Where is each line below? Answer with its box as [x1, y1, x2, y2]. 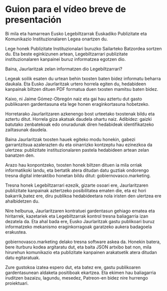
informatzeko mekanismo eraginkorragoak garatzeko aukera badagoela [5, 224, 152, 230]
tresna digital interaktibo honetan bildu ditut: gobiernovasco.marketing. [5, 172, 151, 178]
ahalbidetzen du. [5, 198, 40, 204]
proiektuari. [5, 280, 29, 286]
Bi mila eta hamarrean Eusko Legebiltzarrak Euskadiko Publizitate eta [5, 30, 147, 36]
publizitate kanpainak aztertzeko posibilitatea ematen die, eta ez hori [5, 187, 147, 193]
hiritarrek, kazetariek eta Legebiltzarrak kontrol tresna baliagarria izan [5, 213, 149, 219]
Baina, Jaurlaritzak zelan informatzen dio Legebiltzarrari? [5, 66, 123, 72]
